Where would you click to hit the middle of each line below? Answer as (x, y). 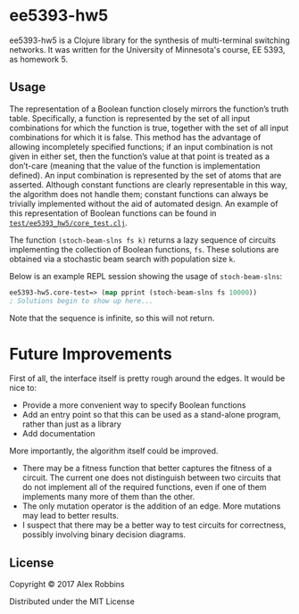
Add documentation (58, 434)
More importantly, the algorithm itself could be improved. (114, 451)
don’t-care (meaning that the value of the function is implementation (135, 165)
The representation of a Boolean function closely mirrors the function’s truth (149, 109)
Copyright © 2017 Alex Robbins (67, 585)
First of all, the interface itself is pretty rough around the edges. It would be (147, 378)
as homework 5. (39, 59)
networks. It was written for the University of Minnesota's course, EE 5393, (147, 49)
